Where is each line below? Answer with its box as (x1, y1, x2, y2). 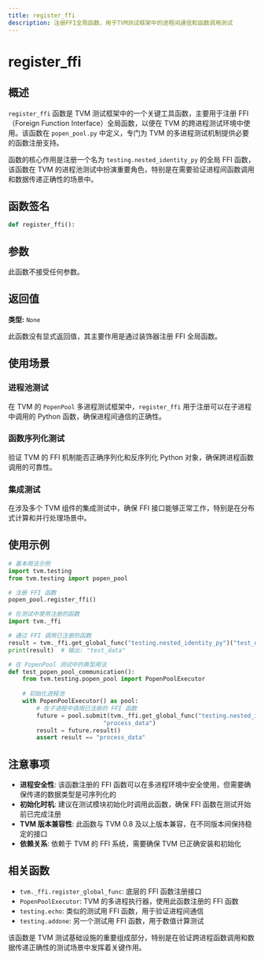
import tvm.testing (8, 567, 72, 575)
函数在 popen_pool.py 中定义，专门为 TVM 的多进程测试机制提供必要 (28, 128, 250, 138)
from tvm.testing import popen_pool (8, 574, 128, 583)
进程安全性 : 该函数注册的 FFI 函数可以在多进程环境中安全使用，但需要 (19, 780, 244, 790)
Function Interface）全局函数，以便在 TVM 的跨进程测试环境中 (41, 118, 244, 128)
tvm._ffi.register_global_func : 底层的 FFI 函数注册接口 (19, 887, 202, 896)
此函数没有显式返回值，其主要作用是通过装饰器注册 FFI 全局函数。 (8, 331, 222, 341)
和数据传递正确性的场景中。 (8, 174, 98, 183)
